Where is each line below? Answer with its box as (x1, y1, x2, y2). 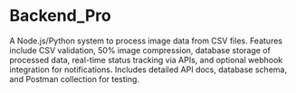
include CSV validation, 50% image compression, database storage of (9, 44, 272, 55)
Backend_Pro (9, 5, 111, 26)
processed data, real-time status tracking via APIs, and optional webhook (9, 54, 283, 65)
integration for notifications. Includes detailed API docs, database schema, (9, 64, 288, 75)
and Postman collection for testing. (9, 73, 140, 84)
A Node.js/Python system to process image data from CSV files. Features (9, 35, 283, 46)
